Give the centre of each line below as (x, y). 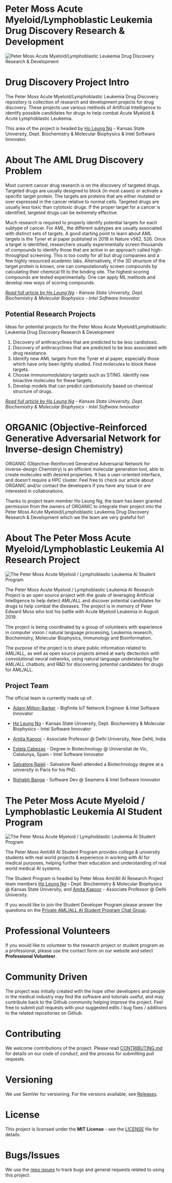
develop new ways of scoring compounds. (50, 282)
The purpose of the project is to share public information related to (76, 648)
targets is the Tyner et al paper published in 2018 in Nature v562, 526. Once (85, 239)
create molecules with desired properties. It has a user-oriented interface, (83, 474)
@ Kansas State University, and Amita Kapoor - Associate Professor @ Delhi (86, 889)
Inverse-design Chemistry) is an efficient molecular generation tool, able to (85, 469)
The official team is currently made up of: (49, 698)
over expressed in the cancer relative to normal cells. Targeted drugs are (82, 202)
